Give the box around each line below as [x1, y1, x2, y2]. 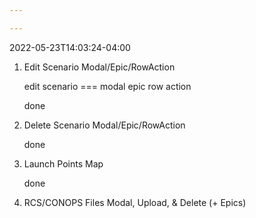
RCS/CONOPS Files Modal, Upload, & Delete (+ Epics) [23, 196, 247, 208]
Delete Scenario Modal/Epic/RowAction [23, 119, 186, 131]
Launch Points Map [23, 157, 104, 170]
